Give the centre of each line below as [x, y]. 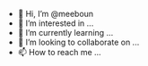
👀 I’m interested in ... [56, 23]
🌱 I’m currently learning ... [65, 33]
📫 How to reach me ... [59, 52]
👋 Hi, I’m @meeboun [56, 14]
